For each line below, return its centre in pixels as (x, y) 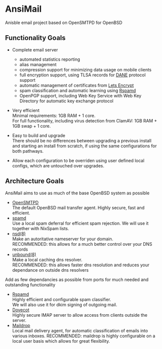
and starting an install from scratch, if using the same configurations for (84, 146)
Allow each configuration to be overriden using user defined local (78, 161)
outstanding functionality (30, 284)
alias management (38, 64)
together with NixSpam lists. (41, 228)
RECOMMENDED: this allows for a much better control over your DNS (82, 244)
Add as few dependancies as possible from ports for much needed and (77, 279)
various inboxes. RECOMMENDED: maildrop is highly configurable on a (84, 336)
